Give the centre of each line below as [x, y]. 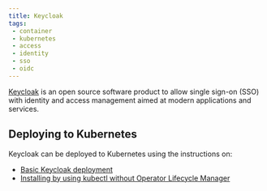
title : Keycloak [36, 16]
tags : [17, 23]
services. [24, 108]
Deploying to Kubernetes [73, 134]
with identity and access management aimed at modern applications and [130, 100]
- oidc [23, 69]
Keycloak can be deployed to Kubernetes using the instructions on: [121, 154]
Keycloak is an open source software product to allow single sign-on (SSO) [134, 91]
